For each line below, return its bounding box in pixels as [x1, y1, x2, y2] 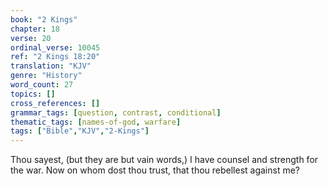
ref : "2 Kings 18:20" [10, 52, 101, 62]
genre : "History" [10, 71, 83, 81]
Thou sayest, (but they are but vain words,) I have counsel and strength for [10, 154, 319, 166]
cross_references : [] [10, 98, 101, 108]
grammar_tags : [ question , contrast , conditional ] [10, 107, 222, 118]
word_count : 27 [10, 80, 74, 90]
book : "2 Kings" [10, 14, 78, 25]
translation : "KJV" [10, 61, 92, 71]
